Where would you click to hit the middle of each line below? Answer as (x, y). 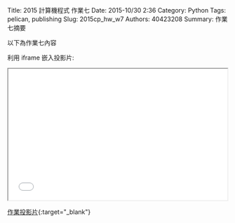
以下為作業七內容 (32, 43)
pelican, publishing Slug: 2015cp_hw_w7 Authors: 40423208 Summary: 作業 (117, 19)
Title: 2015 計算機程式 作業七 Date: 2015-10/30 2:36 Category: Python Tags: (117, 10)
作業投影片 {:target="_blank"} (49, 212)
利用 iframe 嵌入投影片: (41, 58)
